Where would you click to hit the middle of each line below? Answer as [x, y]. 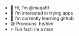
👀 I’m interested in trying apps [42, 13]
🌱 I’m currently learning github [42, 18]
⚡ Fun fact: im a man [32, 29]
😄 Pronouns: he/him [32, 23]
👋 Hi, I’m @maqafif [30, 8]
